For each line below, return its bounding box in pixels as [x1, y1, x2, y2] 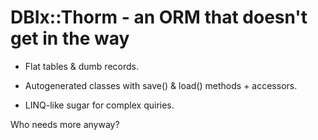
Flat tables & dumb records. [24, 60, 139, 72]
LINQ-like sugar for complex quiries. [24, 99, 175, 111]
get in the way [10, 27, 130, 50]
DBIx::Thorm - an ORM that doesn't [10, 6, 308, 29]
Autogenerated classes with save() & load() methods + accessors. [24, 79, 298, 91]
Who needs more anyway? [10, 118, 120, 130]
